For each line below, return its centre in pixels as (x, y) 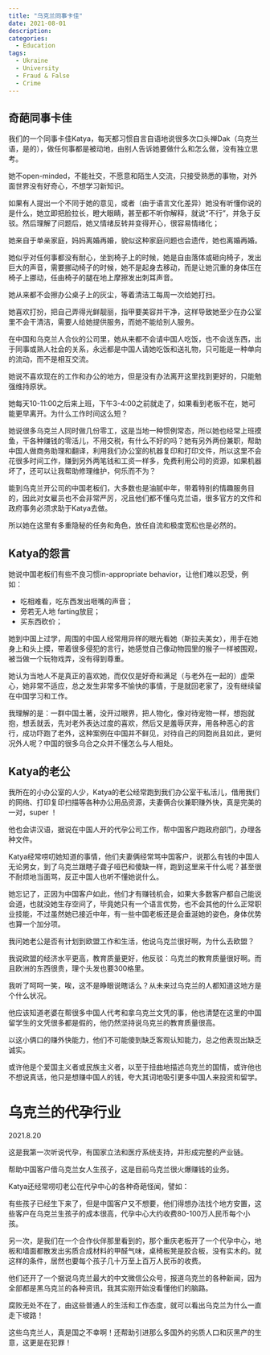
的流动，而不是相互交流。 (51, 359)
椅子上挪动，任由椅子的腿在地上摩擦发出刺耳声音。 (93, 278)
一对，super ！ (33, 812)
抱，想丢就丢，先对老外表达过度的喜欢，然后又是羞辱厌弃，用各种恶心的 (128, 723)
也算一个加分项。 (37, 924)
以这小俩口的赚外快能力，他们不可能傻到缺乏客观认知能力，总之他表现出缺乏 (135, 1039)
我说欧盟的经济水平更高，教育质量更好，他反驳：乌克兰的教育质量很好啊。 (131, 958)
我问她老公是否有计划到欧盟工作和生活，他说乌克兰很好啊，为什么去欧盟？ (131, 941)
